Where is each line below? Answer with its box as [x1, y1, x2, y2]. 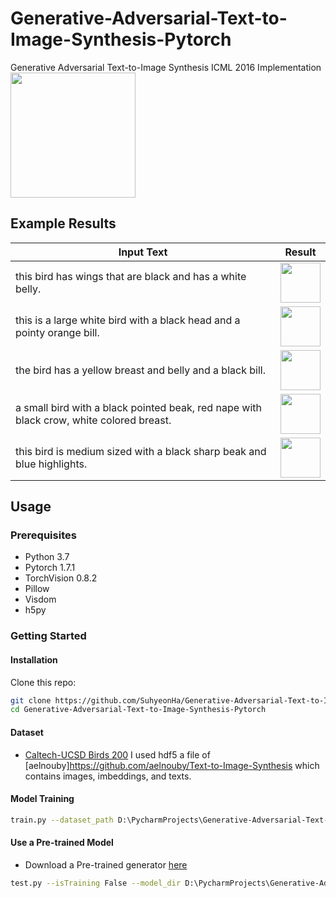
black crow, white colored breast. [15, 413, 172, 427]
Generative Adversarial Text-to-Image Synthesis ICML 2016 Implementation [10, 61, 322, 73]
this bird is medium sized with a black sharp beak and [15, 444, 267, 458]
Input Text [118, 245, 168, 259]
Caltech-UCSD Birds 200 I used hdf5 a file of [24, 748, 211, 761]
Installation [10, 653, 58, 666]
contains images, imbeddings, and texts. [24, 770, 192, 782]
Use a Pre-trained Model [10, 837, 114, 849]
